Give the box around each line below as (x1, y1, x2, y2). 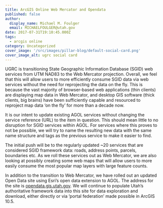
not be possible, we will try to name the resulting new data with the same (5, 128, 152, 134)
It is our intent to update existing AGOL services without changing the (5, 112, 145, 118)
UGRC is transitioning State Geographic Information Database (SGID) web (5, 66, 153, 72)
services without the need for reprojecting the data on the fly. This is (5, 82, 143, 88)
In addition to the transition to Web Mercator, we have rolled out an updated (5, 172, 157, 179)
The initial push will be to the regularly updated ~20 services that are (5, 142, 143, 148)
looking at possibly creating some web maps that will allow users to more (5, 158, 152, 164)
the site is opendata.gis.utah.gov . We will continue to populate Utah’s (5, 183, 144, 189)
